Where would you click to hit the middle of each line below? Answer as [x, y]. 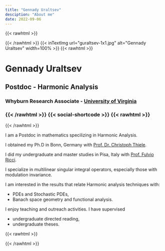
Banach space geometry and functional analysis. [63, 199]
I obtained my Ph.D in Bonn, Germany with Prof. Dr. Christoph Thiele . [76, 145]
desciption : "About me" [30, 14]
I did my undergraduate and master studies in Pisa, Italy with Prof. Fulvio [79, 154]
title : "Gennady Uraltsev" [33, 10]
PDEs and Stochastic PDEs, [40, 194]
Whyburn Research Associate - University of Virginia [71, 101]
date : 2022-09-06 [23, 19]
